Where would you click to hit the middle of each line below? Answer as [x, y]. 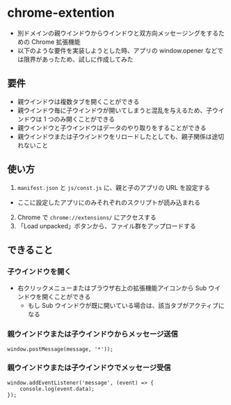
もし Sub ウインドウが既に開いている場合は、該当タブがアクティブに [126, 306]
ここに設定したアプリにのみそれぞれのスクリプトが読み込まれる [109, 202]
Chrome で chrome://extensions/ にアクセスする [87, 217]
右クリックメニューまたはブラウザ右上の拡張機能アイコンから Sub [112, 288]
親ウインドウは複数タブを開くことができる [78, 101]
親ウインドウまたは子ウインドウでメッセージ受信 [89, 368]
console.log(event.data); [57, 389]
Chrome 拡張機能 [56, 42]
